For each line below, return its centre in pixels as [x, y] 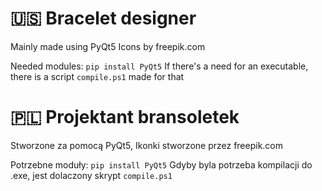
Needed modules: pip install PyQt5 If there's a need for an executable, [159, 66]
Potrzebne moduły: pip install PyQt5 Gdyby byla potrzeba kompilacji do [161, 164]
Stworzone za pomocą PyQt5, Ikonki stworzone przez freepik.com [147, 145]
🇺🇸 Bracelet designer [103, 18]
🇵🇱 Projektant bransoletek [125, 117]
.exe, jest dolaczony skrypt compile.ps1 [91, 175]
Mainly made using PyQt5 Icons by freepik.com [108, 46]
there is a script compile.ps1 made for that [97, 76]
